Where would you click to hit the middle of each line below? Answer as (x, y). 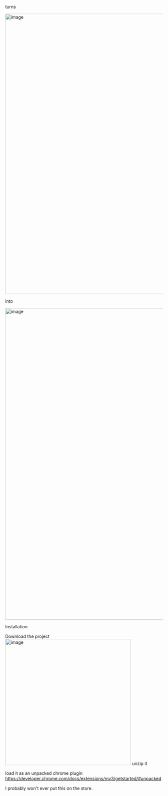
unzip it (139, 763)
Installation (16, 627)
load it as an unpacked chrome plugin (44, 773)
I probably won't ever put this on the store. (49, 788)
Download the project (27, 636)
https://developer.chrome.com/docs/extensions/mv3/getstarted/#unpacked (83, 778)
